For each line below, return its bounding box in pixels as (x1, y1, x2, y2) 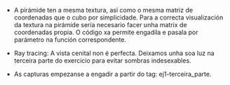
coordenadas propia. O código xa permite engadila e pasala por (13, 28, 198, 36)
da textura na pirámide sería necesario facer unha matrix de (13, 21, 187, 29)
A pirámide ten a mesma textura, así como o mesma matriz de (13, 6, 194, 14)
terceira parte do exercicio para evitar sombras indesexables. (13, 56, 191, 65)
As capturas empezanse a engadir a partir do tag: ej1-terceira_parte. (13, 70, 212, 78)
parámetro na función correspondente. (13, 36, 127, 44)
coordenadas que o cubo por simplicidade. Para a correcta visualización (13, 13, 224, 22)
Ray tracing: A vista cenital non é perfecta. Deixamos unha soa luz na (13, 49, 215, 57)
